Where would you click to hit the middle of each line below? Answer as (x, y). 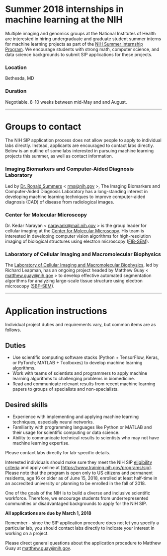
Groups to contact (43, 126)
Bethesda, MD (20, 78)
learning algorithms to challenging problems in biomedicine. (74, 379)
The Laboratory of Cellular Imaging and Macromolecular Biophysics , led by (82, 265)
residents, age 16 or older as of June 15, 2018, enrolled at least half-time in (81, 478)
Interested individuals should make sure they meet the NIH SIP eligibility (79, 462)
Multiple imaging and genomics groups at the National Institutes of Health (81, 33)
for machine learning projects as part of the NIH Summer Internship (74, 44)
